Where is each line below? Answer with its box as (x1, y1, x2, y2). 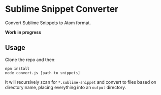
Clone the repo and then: (5, 57, 56, 63)
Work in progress (5, 29, 41, 35)
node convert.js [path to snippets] (5, 70, 80, 75)
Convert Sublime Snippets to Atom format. (5, 20, 91, 26)
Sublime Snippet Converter (5, 3, 119, 15)
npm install (5, 66, 30, 71)
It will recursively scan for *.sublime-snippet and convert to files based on (5, 79, 157, 85)
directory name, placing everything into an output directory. (5, 84, 127, 90)
